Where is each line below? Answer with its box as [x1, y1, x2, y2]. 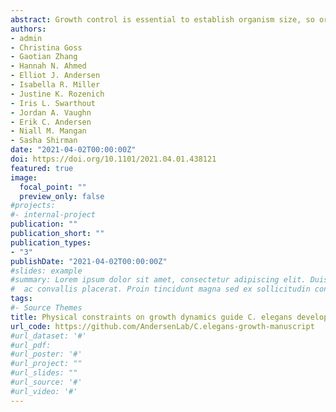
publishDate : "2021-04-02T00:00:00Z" [10, 256, 168, 266]
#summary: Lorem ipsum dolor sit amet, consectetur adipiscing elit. [10, 275, 307, 285]
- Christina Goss [10, 42, 83, 53]
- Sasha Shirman [10, 136, 78, 146]
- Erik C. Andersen [10, 117, 92, 127]
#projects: [10, 201, 56, 211]
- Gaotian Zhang [10, 52, 78, 62]
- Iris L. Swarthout [10, 98, 97, 108]
